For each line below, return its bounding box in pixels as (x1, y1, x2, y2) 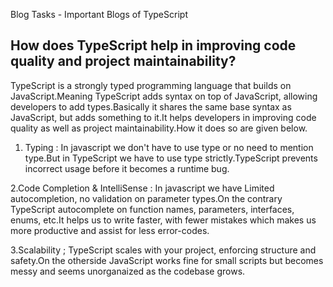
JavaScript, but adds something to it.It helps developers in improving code (10, 111, 317, 123)
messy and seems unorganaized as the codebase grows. (10, 265, 246, 277)
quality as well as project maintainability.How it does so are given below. (10, 122, 308, 134)
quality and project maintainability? (10, 53, 237, 70)
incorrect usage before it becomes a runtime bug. (24, 162, 230, 174)
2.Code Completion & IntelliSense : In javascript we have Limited (10, 182, 275, 194)
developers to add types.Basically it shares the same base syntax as (10, 100, 292, 113)
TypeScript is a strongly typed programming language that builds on (10, 79, 292, 91)
